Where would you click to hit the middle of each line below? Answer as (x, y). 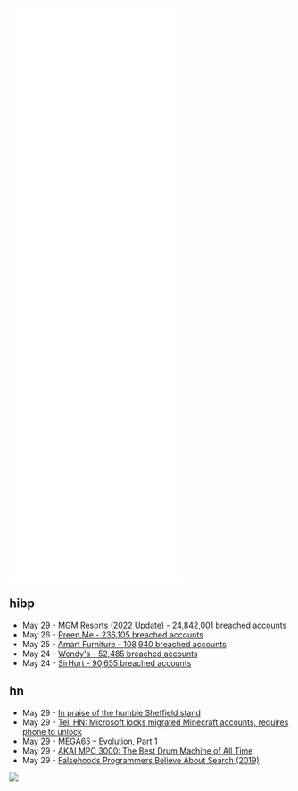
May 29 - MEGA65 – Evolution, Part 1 (90, 741)
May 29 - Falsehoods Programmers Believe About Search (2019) (141, 760)
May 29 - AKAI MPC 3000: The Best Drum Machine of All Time (137, 750)
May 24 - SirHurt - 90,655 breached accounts (107, 662)
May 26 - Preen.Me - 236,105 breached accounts (112, 634)
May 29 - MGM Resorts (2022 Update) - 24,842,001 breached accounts (154, 625)
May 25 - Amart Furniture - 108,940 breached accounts (124, 644)
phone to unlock (52, 731)
